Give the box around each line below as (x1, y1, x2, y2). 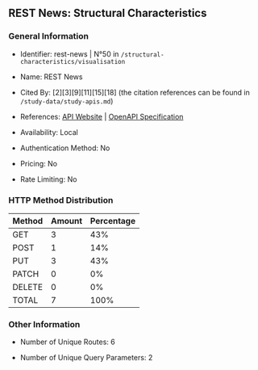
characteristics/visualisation (19, 57, 126, 65)
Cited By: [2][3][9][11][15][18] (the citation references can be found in (19, 87, 250, 97)
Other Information (8, 318, 81, 330)
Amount (51, 215, 83, 226)
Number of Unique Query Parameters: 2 (19, 353, 153, 363)
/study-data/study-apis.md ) (19, 96, 114, 106)
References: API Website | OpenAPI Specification (19, 111, 184, 121)
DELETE (12, 281, 43, 292)
